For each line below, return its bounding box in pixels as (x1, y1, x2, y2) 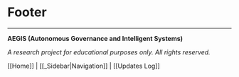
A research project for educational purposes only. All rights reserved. (7, 47, 211, 57)
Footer (7, 4, 48, 20)
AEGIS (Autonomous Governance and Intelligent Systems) (7, 34, 184, 42)
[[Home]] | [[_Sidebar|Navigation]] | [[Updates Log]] (7, 61, 160, 70)
